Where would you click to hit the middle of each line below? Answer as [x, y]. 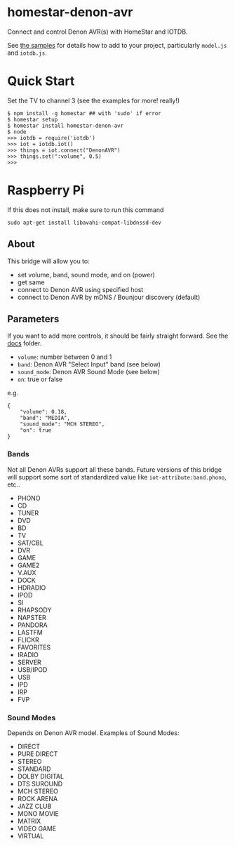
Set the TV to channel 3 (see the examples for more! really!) [94, 100]
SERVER [29, 662]
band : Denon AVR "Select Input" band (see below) [89, 364]
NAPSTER [32, 617]
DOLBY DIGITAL [41, 776]
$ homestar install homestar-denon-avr [66, 126]
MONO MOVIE [38, 814]
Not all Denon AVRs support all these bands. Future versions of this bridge [115, 469]
